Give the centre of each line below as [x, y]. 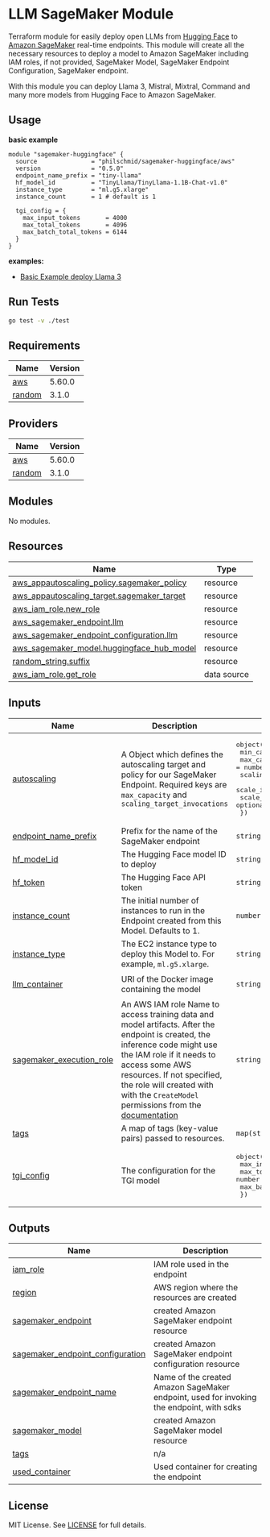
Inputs [25, 703]
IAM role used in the [191, 1265]
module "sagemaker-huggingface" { [66, 154]
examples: [26, 261]
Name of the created [192, 1377]
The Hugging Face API [164, 877]
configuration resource [196, 1365]
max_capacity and [154, 795]
